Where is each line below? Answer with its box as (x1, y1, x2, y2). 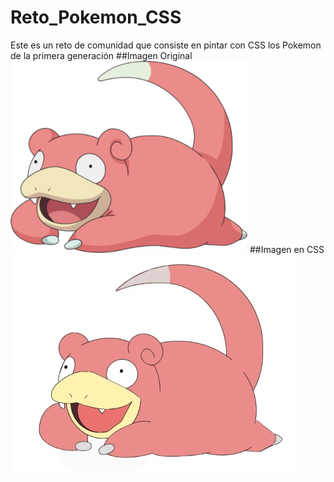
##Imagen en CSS (249, 243, 325, 255)
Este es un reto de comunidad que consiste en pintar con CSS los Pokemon (10, 39, 322, 51)
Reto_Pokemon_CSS (10, 6, 182, 29)
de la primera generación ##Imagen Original (10, 49, 193, 61)
